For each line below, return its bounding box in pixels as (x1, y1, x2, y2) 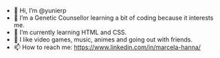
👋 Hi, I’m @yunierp (13, 7, 67, 14)
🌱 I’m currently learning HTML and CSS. (13, 28, 127, 36)
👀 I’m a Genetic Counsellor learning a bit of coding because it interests (13, 14, 214, 22)
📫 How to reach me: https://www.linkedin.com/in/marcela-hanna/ (13, 43, 201, 51)
